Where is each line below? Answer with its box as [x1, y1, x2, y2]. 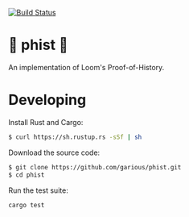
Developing [8, 91, 87, 109]
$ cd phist [8, 170, 45, 179]
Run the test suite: [8, 186, 68, 195]
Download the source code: [8, 148, 101, 157]
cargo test [8, 201, 45, 209]
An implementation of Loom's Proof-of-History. [8, 62, 165, 72]
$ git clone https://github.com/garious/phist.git [8, 163, 182, 171]
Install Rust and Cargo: [8, 117, 84, 127]
